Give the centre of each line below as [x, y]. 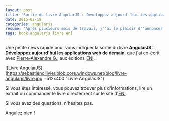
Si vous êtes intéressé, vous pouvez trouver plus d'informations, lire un [79, 88]
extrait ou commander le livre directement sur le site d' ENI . [66, 94]
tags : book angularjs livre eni [39, 33]
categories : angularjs [29, 24]
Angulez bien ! [20, 113]
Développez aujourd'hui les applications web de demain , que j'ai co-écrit [82, 53]
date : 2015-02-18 [23, 19]
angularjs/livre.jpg [24, 79]
